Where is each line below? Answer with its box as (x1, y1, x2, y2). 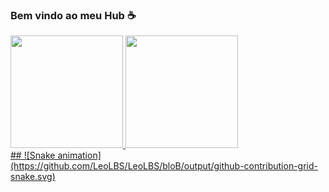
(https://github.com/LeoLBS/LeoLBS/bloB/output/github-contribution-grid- (10, 160, 318, 172)
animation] (57, 149, 102, 162)
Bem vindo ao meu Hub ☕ (10, 8, 137, 22)
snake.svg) (10, 171, 56, 183)
